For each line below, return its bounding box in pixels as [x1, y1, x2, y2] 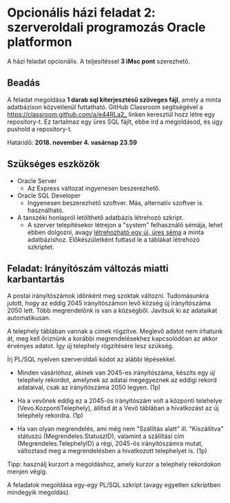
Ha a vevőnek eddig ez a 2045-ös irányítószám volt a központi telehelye [17, 397, 222, 405]
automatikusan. [7, 314, 51, 322]
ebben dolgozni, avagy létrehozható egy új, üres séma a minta [27, 228, 205, 236]
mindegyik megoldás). [7, 488, 70, 497]
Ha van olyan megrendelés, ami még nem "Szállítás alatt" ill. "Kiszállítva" [17, 425, 224, 433]
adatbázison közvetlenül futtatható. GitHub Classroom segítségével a [7, 102, 203, 111]
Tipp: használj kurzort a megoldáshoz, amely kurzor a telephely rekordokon [7, 460, 222, 468]
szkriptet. [27, 243, 54, 251]
